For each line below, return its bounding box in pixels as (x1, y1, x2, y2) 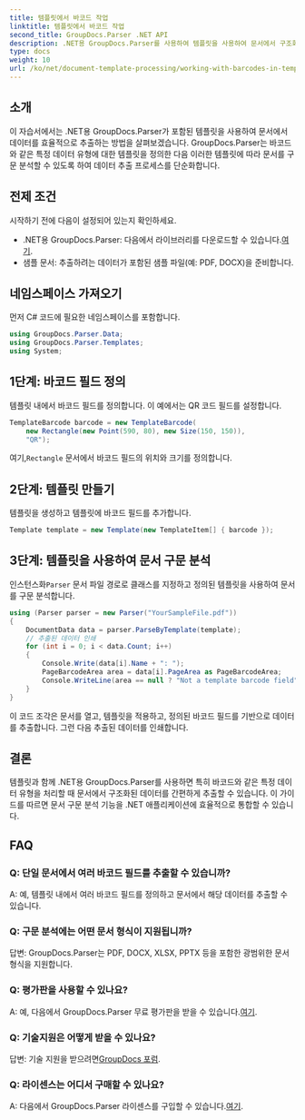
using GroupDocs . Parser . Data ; (9, 330, 124, 339)
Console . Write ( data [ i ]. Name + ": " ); (42, 659, 184, 669)
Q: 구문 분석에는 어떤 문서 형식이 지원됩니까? (9, 925, 192, 937)
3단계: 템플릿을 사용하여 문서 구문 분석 (9, 553, 212, 569)
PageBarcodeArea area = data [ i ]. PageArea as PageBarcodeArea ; (42, 668, 282, 677)
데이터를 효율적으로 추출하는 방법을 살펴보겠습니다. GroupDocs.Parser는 (9, 137, 268, 148)
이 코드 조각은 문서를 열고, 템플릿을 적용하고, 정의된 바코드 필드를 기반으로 (9, 710, 271, 721)
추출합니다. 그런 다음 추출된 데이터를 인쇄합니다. (18, 721, 189, 732)
